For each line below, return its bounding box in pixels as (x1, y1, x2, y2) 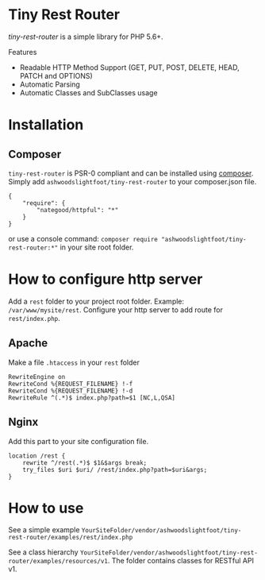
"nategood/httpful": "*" (36, 206, 119, 214)
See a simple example (8, 525, 80, 535)
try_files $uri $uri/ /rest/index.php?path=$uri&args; (22, 466, 208, 474)
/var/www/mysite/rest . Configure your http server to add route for (8, 304, 224, 315)
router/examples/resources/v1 (8, 558, 109, 566)
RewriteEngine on (8, 373, 66, 381)
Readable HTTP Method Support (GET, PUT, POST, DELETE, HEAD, (19, 62, 240, 72)
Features (8, 47, 37, 56)
